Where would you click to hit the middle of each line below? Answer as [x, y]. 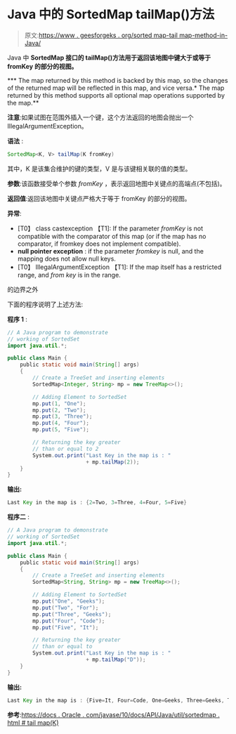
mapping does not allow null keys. [66, 258]
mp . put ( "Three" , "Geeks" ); [72, 614]
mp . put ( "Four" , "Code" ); [69, 621]
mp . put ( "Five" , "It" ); [66, 627]
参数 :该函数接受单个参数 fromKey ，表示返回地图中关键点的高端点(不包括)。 [117, 183]
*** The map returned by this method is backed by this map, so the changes [118, 80]
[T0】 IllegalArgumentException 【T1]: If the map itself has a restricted [119, 267]
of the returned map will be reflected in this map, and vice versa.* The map [116, 88]
